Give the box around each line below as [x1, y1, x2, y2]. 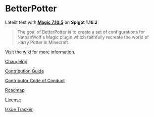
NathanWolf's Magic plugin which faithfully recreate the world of [17, 34, 149, 40]
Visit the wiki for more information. [5, 49, 76, 55]
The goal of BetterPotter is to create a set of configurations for [17, 29, 145, 35]
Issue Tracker [5, 106, 33, 112]
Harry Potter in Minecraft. [17, 39, 70, 45]
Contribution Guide [5, 68, 44, 74]
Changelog [5, 58, 28, 64]
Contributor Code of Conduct [5, 78, 65, 83]
